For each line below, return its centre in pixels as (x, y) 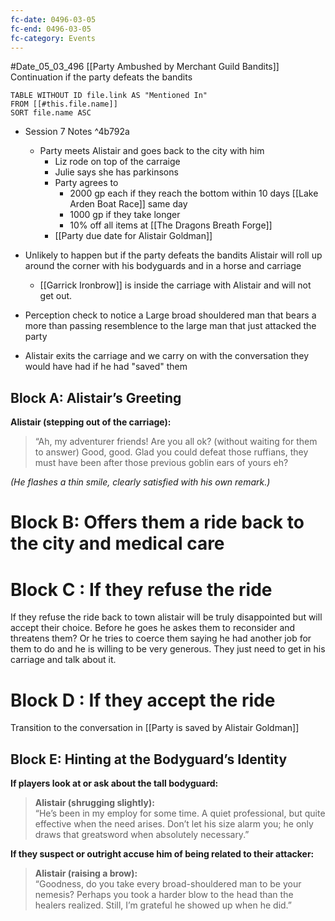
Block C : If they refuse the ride (141, 589)
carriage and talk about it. (63, 660)
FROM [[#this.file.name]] (64, 104)
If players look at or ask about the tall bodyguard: (114, 783)
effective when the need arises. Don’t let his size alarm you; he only (174, 824)
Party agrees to (86, 183)
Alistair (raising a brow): (86, 873)
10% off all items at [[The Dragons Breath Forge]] (171, 225)
